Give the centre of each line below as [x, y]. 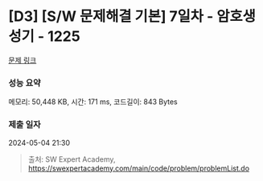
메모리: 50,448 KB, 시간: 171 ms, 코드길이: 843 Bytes [93, 102]
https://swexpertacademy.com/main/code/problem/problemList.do [139, 168]
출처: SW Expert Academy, [72, 159]
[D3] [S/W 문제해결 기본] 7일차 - [111, 16]
